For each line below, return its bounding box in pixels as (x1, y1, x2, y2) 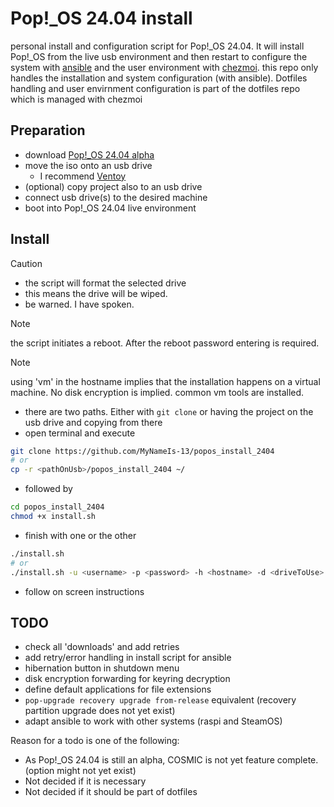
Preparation (10, 122, 86, 139)
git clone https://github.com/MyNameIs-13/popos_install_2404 (10, 446, 275, 456)
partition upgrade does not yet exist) (24, 705, 176, 717)
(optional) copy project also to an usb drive (24, 180, 203, 192)
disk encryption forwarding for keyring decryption (24, 673, 231, 685)
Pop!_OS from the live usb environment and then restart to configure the (10, 50, 308, 62)
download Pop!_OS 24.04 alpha (24, 148, 155, 161)
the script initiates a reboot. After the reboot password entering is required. (10, 337, 320, 349)
